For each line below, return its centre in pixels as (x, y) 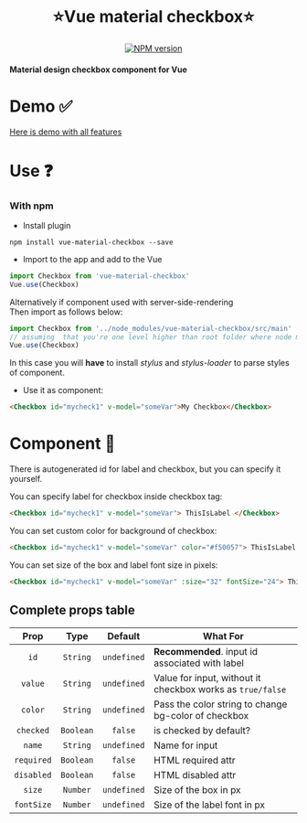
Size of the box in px (197, 789)
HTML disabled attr (195, 775)
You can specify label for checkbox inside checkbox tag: (116, 497)
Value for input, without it (207, 678)
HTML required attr (195, 760)
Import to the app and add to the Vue (92, 259)
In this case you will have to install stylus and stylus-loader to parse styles (149, 363)
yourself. (26, 479)
